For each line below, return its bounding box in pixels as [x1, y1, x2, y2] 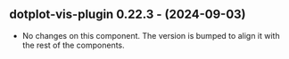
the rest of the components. [21, 40, 125, 50]
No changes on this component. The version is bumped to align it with [21, 30, 280, 41]
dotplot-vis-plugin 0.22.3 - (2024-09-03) [9, 7, 247, 22]
